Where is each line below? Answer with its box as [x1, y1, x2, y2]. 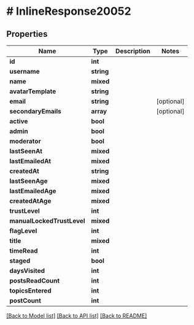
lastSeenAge [9, 177, 48, 185]
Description [115, 47, 150, 55]
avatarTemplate [9, 87, 56, 96]
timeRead [9, 247, 38, 255]
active [9, 117, 28, 125]
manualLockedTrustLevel [9, 216, 85, 225]
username [9, 67, 40, 75]
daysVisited [9, 267, 45, 275]
